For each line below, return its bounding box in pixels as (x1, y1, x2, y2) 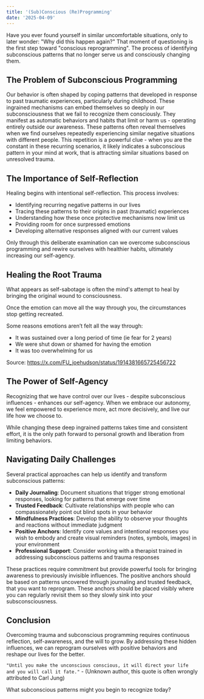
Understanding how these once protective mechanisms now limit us (15, 214, 185, 222)
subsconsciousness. (6, 597, 58, 605)
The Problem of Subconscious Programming (6, 74, 178, 85)
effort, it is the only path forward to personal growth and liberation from (6, 430, 185, 437)
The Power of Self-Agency (6, 376, 109, 387)
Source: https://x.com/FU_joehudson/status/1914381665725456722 (6, 359, 176, 366)
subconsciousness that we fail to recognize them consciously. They (6, 110, 176, 118)
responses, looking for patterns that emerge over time (15, 495, 151, 502)
